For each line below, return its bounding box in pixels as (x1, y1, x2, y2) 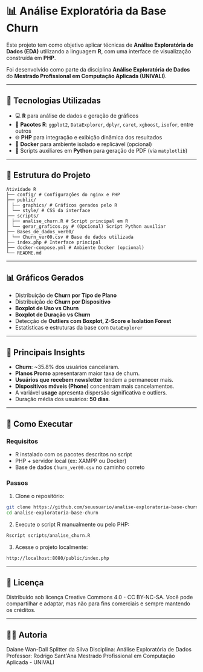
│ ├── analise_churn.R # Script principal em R (6, 218, 129, 224)
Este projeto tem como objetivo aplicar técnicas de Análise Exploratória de (6, 41, 194, 48)
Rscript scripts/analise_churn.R (6, 532, 91, 539)
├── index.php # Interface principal (6, 239, 101, 245)
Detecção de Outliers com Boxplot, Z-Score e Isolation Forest (14, 318, 172, 325)
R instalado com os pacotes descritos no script (14, 450, 132, 457)
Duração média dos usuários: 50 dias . (14, 396, 111, 403)
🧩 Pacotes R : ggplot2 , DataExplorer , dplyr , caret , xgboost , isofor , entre (14, 121, 194, 128)
